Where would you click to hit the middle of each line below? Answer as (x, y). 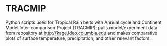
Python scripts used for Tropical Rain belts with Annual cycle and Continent (84, 22)
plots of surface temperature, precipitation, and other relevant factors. (78, 38)
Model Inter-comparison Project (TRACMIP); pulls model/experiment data (81, 27)
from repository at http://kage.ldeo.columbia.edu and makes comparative (81, 33)
